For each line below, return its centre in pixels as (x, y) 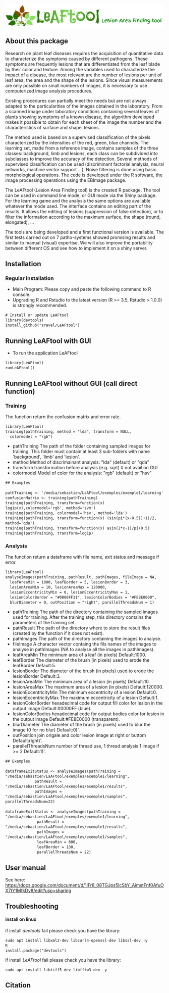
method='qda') (20, 523)
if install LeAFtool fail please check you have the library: (63, 960)
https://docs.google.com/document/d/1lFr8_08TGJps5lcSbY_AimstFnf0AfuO (84, 885)
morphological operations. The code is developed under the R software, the (84, 175)
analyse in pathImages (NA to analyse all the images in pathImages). (83, 650)
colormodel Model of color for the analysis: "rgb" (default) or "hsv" (82, 473)
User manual (26, 867)
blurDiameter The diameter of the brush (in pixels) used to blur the (81, 725)
